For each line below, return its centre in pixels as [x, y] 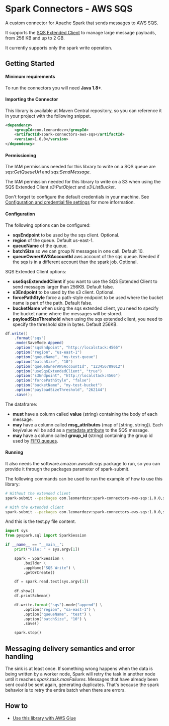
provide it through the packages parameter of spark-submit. [67, 469]
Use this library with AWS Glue [44, 718]
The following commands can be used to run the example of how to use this [84, 478]
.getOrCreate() [39, 572]
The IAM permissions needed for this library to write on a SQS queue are [80, 167]
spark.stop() [28, 633]
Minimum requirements [30, 76]
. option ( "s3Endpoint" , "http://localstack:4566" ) [67, 376]
